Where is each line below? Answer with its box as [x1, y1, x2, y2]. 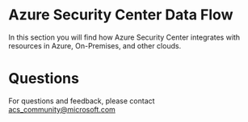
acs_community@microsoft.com [8, 104, 116, 114]
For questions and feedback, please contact [8, 95, 155, 106]
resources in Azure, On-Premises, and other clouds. [8, 40, 182, 50]
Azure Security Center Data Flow [8, 6, 233, 24]
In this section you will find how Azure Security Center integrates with [8, 32, 241, 42]
